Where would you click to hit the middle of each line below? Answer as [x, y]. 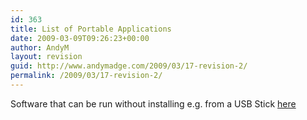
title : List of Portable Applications [91, 29]
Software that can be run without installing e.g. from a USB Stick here [153, 103]
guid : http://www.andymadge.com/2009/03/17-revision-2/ [129, 66]
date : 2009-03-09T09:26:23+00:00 [80, 38]
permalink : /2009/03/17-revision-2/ [86, 76]
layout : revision [46, 57]
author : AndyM [40, 47]
